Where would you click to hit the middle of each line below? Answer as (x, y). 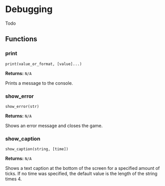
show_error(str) (22, 106)
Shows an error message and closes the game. (54, 126)
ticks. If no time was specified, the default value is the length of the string (81, 174)
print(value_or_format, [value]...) (44, 64)
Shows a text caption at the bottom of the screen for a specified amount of (82, 168)
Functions (21, 39)
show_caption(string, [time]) (37, 149)
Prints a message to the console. (39, 83)
